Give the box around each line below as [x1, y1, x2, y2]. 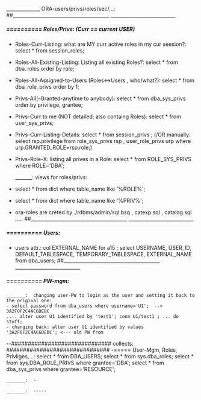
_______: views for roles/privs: [14, 173, 87, 180]
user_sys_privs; [14, 119, 54, 126]
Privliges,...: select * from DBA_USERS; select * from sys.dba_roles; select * [6, 352, 194, 360]
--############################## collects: [6, 340, 134, 347]
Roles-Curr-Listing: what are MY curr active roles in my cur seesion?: [14, 40, 187, 48]
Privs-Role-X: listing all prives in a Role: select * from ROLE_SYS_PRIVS [14, 155, 192, 162]
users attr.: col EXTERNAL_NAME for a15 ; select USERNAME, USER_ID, [14, 244, 191, 251]
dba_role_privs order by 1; [14, 83, 79, 90]
